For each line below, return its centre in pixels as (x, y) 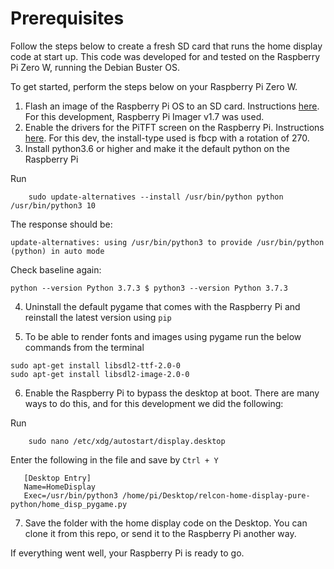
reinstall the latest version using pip (98, 317)
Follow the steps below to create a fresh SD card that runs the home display (166, 46)
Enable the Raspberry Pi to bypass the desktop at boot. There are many (172, 393)
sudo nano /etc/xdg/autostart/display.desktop (127, 441)
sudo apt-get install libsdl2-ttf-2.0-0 (96, 365)
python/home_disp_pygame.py (69, 504)
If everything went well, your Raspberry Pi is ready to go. (127, 553)
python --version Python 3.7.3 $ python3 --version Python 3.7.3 (149, 288)
